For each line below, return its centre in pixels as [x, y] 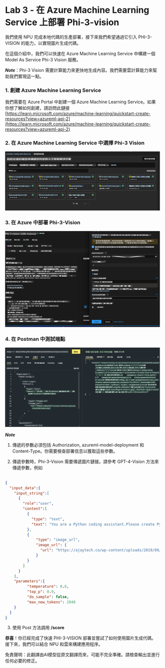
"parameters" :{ [29, 581]
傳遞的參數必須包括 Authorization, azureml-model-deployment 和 [78, 445]
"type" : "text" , [48, 519]
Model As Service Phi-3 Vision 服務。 [43, 60]
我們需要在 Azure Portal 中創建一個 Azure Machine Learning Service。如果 [81, 102]
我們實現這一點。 [27, 76]
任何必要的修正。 [22, 661]
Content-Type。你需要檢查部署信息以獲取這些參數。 [65, 451]
